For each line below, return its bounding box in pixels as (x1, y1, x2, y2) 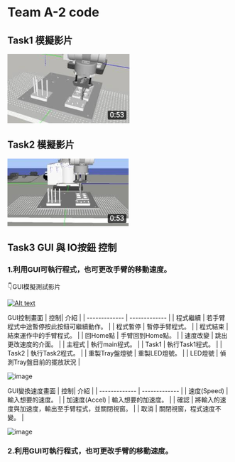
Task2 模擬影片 (7, 139, 75, 151)
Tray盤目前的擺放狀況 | (13, 358, 80, 366)
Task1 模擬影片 (7, 34, 73, 46)
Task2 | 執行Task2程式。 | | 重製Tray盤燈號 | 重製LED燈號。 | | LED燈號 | (7, 348, 219, 357)
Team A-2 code (7, 4, 99, 21)
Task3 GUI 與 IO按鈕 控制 (7, 242, 117, 254)
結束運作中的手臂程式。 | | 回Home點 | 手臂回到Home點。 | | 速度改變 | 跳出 (7, 331, 228, 339)
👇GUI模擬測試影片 (7, 282, 61, 291)
